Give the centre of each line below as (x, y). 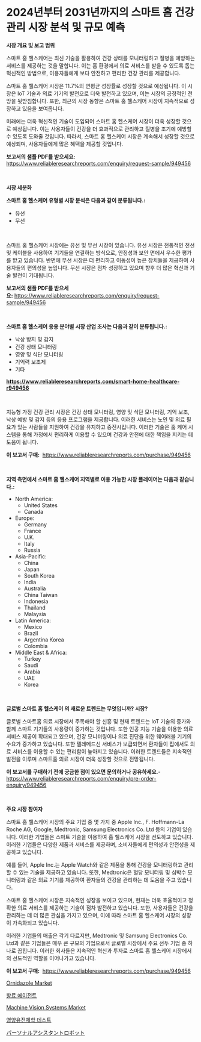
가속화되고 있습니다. (36, 923)
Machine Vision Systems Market (46, 1007)
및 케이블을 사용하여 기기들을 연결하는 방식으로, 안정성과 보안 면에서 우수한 (94, 252)
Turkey (32, 659)
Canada (34, 511)
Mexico (33, 626)
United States (41, 505)
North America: (34, 499)
